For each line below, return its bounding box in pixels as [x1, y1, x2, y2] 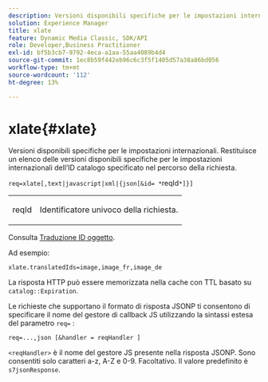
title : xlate [8, 26, 52, 34]
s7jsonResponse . [8, 364, 61, 375]
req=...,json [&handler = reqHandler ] [8, 334, 141, 342]
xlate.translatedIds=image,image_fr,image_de [8, 264, 162, 272]
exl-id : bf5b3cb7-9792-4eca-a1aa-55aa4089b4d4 [8, 49, 166, 57]
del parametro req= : [8, 318, 75, 328]
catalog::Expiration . [8, 286, 79, 296]
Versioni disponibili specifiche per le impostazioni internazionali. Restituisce [8, 146, 257, 156]
